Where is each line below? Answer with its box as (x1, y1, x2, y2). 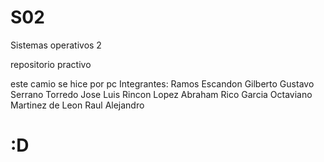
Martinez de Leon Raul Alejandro (10, 99, 145, 111)
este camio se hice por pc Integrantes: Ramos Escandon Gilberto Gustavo (10, 77, 315, 90)
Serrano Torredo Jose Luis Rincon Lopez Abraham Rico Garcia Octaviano (10, 88, 313, 100)
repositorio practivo (10, 58, 92, 70)
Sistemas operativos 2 (10, 39, 102, 51)
